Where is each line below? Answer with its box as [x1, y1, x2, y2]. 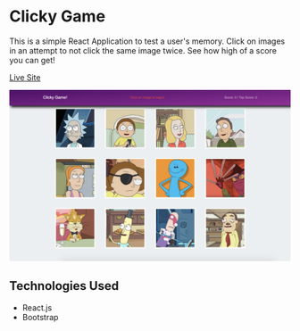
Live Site [9, 71, 41, 82]
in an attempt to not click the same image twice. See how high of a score [9, 45, 277, 55]
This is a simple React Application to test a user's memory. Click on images [9, 36, 286, 46]
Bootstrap [21, 311, 59, 322]
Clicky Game [9, 6, 105, 27]
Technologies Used [9, 278, 119, 294]
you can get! [9, 54, 55, 65]
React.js [21, 302, 53, 313]
